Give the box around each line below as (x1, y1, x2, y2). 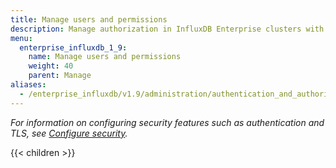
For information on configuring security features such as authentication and (10, 116, 325, 128)
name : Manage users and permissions (28, 52, 182, 62)
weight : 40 (28, 61, 74, 71)
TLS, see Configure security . (10, 127, 128, 139)
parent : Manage (28, 71, 92, 81)
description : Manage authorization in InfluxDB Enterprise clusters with (10, 24, 325, 34)
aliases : (10, 80, 47, 90)
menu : (10, 33, 33, 43)
